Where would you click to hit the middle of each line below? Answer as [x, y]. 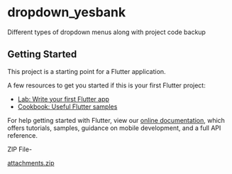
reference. [22, 135]
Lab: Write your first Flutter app [63, 99]
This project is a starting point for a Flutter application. [87, 71]
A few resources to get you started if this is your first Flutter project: [106, 85]
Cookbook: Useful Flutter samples [67, 107]
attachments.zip [31, 163]
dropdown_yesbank [67, 12]
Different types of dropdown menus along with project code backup [106, 32]
